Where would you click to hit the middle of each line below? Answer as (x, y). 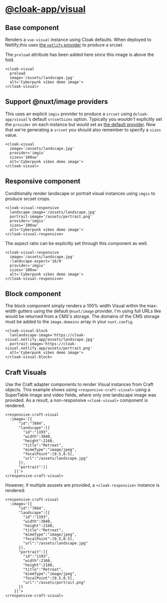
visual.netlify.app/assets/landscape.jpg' (50, 340)
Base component (32, 28)
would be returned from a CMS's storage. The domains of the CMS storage (82, 316)
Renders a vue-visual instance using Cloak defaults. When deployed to (78, 39)
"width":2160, (38, 561)
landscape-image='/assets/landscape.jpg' (53, 212)
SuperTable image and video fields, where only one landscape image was (81, 395)
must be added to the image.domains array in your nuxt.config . (69, 322)
